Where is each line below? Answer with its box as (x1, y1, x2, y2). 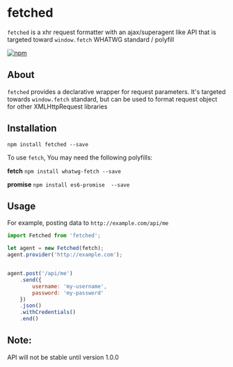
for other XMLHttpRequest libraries (7, 102, 108, 111)
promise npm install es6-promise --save (7, 180, 130, 189)
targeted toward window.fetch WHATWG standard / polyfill (7, 35, 175, 43)
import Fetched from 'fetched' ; (7, 232, 101, 240)
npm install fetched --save (7, 141, 89, 148)
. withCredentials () (19, 309, 77, 316)
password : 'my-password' (32, 289, 104, 297)
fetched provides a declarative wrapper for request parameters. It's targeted (7, 87, 226, 95)
